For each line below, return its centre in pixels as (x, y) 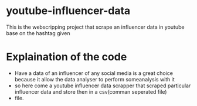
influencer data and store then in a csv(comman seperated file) (91, 91)
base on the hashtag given (38, 33)
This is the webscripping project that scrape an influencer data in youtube (95, 27)
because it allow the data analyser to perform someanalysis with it (94, 79)
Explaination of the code (67, 57)
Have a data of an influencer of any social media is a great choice (94, 73)
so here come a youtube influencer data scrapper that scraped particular (103, 86)
